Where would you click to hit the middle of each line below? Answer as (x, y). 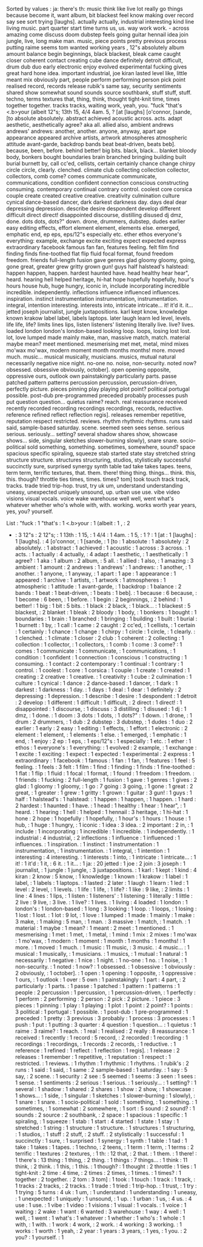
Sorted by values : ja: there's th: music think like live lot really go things (95, 9)
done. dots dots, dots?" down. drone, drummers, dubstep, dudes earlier (96, 221)
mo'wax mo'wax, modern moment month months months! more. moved (95, 350)
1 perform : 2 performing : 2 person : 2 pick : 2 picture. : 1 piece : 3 (98, 999)
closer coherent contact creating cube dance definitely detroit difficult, (95, 60)
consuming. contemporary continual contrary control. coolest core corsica (99, 189)
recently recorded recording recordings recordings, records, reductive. (95, 408)
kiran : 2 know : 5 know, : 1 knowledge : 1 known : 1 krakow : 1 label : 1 (101, 876)
